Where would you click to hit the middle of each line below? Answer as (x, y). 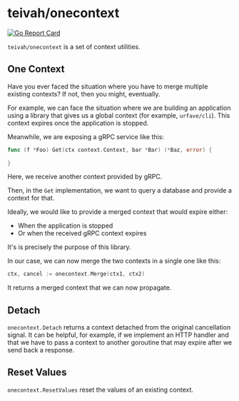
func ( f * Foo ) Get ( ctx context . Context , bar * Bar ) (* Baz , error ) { (110, 150)
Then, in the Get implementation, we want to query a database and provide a (119, 191)
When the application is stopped (65, 225)
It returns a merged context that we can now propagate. (90, 288)
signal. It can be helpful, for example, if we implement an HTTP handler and (118, 335)
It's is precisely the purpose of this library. (69, 247)
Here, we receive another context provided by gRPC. (85, 177)
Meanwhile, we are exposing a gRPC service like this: (86, 136)
